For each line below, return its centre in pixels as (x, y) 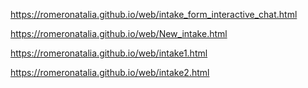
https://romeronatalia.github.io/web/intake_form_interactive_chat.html (154, 14)
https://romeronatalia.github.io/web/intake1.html (109, 53)
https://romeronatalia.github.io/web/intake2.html (110, 72)
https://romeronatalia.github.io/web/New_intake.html (119, 33)
